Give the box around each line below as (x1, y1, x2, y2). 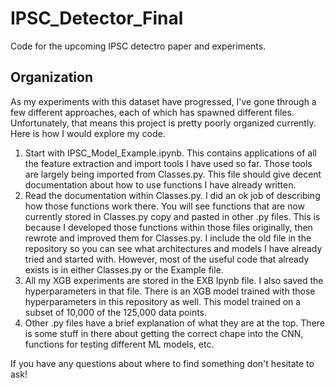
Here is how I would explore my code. (10, 127, 166, 139)
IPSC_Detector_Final (10, 7, 184, 30)
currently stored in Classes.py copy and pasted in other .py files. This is (24, 210, 321, 222)
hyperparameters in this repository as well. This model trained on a (24, 295, 302, 307)
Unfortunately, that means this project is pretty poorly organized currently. (10, 117, 317, 129)
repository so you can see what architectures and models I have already (24, 242, 323, 254)
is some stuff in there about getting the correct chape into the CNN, (24, 327, 304, 339)
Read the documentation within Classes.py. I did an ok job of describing (24, 189, 321, 201)
